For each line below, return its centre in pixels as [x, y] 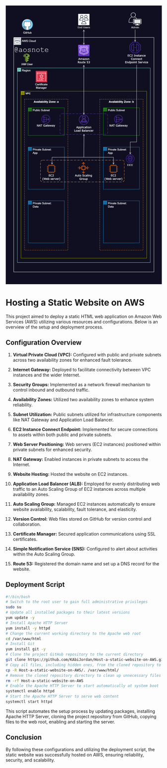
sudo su [14, 607]
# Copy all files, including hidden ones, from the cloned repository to [83, 665]
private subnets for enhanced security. [52, 449]
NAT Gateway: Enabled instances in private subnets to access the [80, 459]
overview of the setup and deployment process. [55, 327]
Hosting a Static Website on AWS [75, 303]
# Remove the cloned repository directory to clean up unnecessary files [83, 675]
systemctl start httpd [29, 702]
